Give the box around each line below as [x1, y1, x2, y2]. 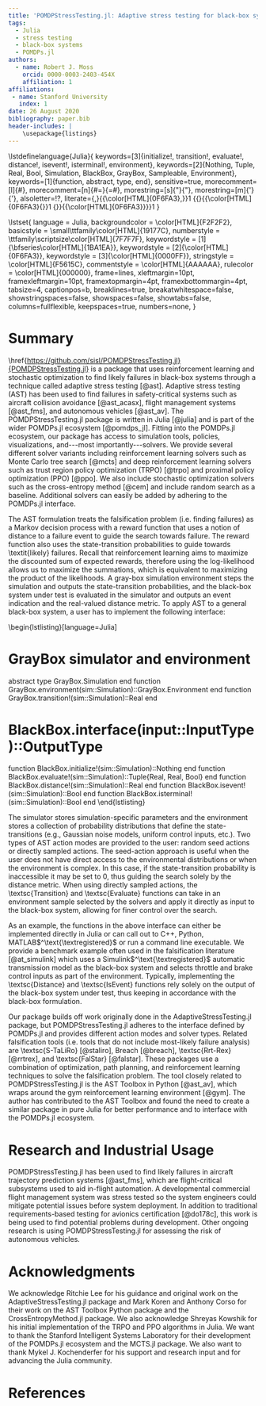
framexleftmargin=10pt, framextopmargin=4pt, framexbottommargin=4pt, [8, 276, 248, 285]
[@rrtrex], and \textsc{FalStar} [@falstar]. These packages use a [8, 1054, 219, 1063]
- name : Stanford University [11, 93, 108, 101]
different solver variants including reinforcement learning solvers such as [8, 448, 247, 458]
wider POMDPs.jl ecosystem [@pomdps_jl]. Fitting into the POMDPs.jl [8, 423, 236, 432]
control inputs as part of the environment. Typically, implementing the [8, 971, 235, 981]
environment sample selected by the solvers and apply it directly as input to [8, 897, 255, 906]
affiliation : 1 [22, 78, 73, 86]
